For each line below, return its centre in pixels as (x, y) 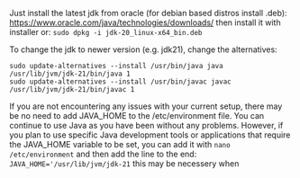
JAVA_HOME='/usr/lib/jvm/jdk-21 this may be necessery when (124, 164)
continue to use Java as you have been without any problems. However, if (146, 125)
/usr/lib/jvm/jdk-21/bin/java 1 (70, 74)
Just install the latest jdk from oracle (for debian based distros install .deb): (148, 13)
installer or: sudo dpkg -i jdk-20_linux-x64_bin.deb (106, 32)
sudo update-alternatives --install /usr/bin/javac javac (120, 82)
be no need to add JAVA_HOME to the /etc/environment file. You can (137, 116)
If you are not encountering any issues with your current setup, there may (146, 106)
